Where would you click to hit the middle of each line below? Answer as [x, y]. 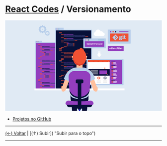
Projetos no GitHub [32, 119]
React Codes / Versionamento [68, 9]
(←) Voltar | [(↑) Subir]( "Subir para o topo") [50, 134]
